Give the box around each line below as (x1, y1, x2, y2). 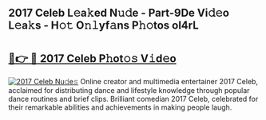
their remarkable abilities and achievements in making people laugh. (8, 103, 232, 112)
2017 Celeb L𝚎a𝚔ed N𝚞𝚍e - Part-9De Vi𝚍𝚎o (8, 6, 230, 20)
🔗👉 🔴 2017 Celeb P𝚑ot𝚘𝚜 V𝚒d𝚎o (8, 52, 177, 65)
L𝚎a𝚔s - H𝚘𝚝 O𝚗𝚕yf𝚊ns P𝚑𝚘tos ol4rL (8, 19, 200, 33)
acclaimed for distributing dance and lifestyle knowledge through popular (8, 86, 250, 95)
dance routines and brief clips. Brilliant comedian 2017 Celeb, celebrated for (8, 95, 259, 103)
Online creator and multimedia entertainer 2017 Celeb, (80, 77, 258, 86)
